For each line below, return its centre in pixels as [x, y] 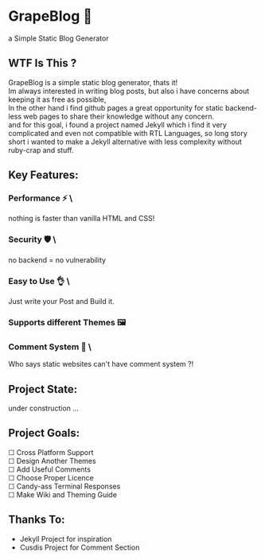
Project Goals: [44, 433]
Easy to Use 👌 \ [39, 281]
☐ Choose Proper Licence [51, 477]
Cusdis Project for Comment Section [80, 547]
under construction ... [44, 408]
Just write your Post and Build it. [61, 301]
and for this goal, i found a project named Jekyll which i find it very [117, 124]
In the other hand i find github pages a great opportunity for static [116, 107]
